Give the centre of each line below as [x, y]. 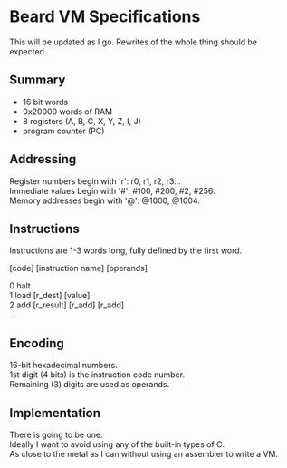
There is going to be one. [56, 434]
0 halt [20, 286]
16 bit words [45, 102]
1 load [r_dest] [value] [50, 296]
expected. [28, 51]
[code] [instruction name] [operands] [78, 268]
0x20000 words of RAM [67, 112]
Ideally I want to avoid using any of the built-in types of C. [117, 444]
